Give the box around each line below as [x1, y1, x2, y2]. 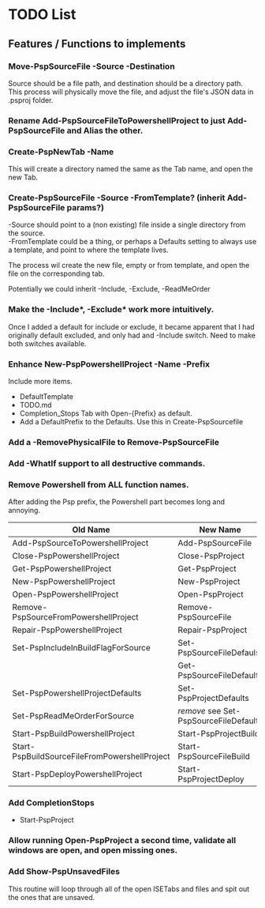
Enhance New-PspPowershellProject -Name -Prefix [8, 358, 211, 369]
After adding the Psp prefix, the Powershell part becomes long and [8, 497, 226, 507]
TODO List [8, 6, 77, 24]
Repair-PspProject [177, 624, 248, 635]
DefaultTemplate [19, 391, 73, 401]
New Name [199, 524, 242, 535]
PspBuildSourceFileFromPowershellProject [12, 751, 171, 762]
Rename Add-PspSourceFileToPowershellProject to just [8, 115, 226, 126]
